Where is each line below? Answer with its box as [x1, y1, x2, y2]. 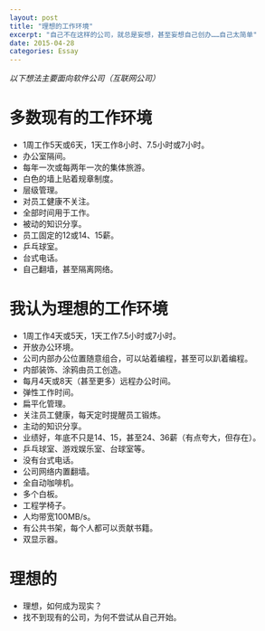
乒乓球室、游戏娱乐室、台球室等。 [22, 444, 150, 454]
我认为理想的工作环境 [9, 299, 169, 319]
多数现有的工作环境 [9, 108, 153, 128]
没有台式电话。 [22, 455, 79, 466]
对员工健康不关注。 [22, 196, 95, 207]
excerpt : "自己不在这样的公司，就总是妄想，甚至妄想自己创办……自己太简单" [9, 30, 258, 39]
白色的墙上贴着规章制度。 [22, 174, 118, 184]
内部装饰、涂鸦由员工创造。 [22, 364, 127, 375]
